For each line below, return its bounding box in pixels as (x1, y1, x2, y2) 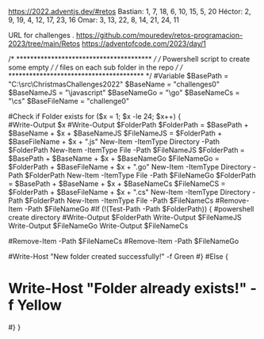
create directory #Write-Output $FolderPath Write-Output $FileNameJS (8, 213, 242, 222)
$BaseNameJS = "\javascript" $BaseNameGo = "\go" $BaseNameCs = (8, 88, 240, 97)
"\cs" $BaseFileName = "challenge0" (8, 97, 129, 105)
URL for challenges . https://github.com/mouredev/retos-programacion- (8, 31, 243, 40)
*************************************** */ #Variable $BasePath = (8, 71, 229, 80)
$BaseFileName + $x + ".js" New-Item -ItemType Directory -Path (8, 137, 220, 146)
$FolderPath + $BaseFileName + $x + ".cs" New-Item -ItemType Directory (8, 188, 251, 196)
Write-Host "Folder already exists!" (8, 280, 247, 298)
